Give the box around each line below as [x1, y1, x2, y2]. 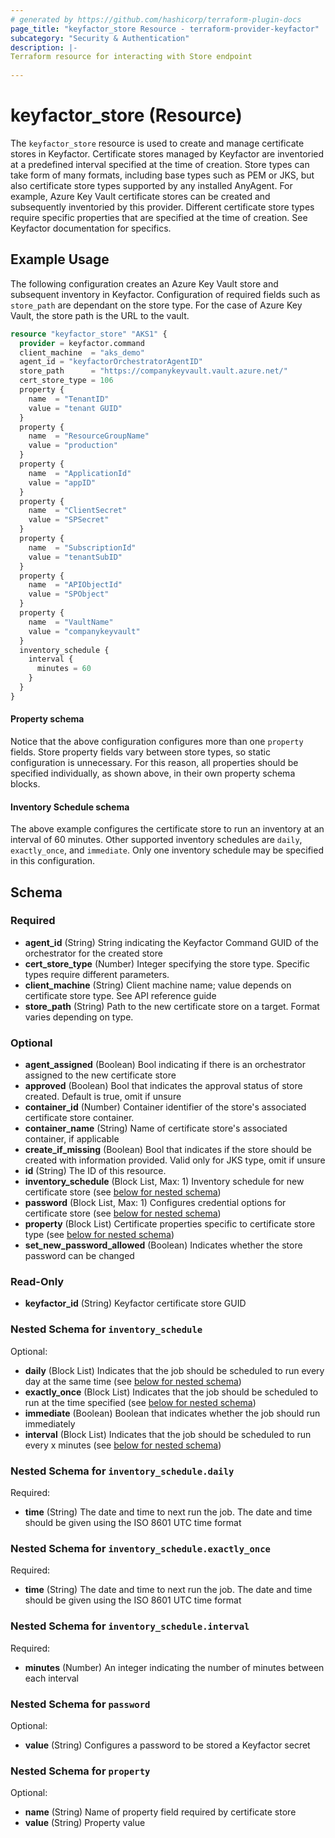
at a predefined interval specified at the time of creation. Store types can [10, 158, 310, 170]
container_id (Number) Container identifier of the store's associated [24, 1101, 307, 1113]
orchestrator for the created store [24, 947, 163, 959]
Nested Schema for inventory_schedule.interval [10, 1619, 250, 1633]
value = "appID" [28, 477, 97, 488]
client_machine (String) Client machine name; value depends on [24, 979, 292, 991]
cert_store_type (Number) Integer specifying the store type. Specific [24, 957, 310, 970]
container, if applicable [24, 1133, 120, 1145]
